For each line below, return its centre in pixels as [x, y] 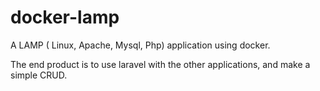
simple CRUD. [39, 75]
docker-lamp [65, 17]
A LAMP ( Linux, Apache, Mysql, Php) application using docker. [140, 45]
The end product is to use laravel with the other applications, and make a [160, 64]
